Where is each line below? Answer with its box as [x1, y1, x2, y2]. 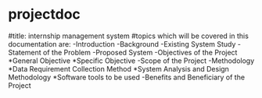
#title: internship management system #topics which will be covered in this [8, 31, 249, 40]
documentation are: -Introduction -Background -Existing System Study [8, 39, 236, 48]
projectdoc [8, 5, 81, 23]
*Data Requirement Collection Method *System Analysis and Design [8, 64, 229, 73]
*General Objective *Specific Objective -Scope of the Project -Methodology [8, 56, 255, 65]
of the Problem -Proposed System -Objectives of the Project [42, 47, 238, 57]
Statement [8, 47, 41, 57]
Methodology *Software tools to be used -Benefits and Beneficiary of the [8, 72, 245, 82]
